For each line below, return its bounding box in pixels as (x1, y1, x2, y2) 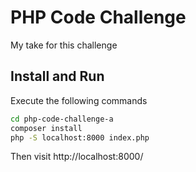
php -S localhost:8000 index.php (10, 132, 150, 143)
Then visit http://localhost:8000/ (10, 151, 144, 163)
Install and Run (10, 68, 105, 85)
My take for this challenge (10, 39, 118, 51)
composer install (10, 123, 83, 133)
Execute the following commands (10, 94, 148, 106)
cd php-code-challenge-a (10, 114, 114, 124)
